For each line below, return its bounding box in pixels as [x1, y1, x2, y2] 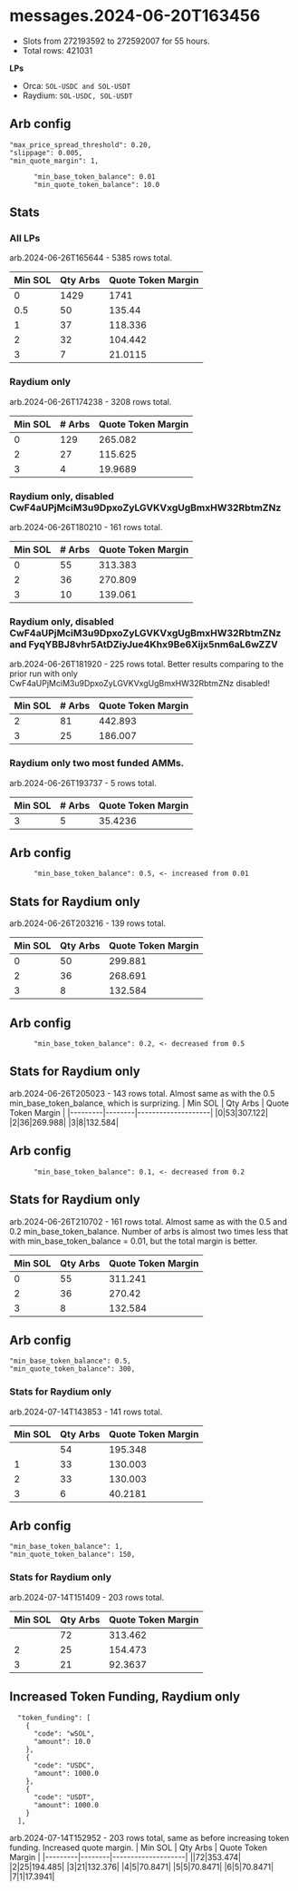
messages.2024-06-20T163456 [9, 5, 261, 26]
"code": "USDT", [33, 1792, 95, 1802]
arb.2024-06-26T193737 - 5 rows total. [9, 777, 157, 788]
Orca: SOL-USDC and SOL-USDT [22, 80, 131, 91]
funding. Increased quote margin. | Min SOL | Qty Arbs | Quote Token [9, 1842, 268, 1853]
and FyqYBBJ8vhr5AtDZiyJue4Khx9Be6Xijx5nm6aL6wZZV [9, 637, 279, 650]
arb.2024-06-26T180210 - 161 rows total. [9, 522, 163, 533]
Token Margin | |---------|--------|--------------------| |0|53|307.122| [9, 1107, 269, 1118]
